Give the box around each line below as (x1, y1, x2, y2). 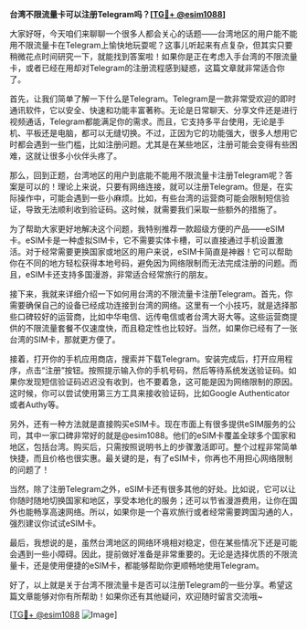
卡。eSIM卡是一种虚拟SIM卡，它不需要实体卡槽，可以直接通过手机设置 (9, 235, 276, 246)
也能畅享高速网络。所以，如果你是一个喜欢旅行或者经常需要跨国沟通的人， (16, 507, 298, 517)
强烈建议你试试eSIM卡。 (9, 518, 101, 529)
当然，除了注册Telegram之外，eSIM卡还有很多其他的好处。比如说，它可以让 (9, 484, 297, 494)
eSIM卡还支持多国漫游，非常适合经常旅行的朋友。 (25, 269, 213, 279)
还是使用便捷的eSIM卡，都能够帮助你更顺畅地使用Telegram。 (33, 561, 265, 571)
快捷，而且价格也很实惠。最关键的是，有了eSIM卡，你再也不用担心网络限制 (9, 453, 293, 464)
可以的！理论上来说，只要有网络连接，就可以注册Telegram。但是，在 (25, 182, 285, 192)
